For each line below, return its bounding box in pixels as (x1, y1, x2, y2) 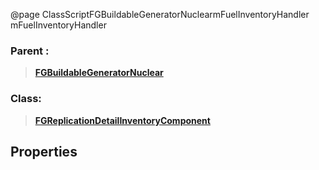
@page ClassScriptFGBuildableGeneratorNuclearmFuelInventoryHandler (10, 9, 310, 20)
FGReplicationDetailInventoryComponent (34, 114, 211, 126)
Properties (10, 143, 78, 160)
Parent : (10, 44, 50, 58)
